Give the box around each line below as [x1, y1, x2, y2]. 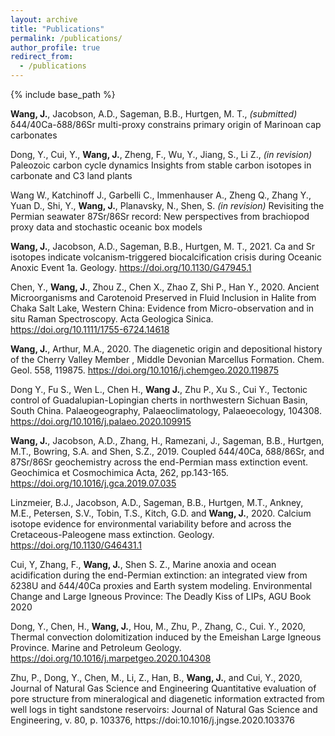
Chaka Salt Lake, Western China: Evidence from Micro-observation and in [10, 302, 315, 314]
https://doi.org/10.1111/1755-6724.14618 [10, 324, 170, 335]
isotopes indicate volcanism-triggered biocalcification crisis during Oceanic [10, 251, 322, 263]
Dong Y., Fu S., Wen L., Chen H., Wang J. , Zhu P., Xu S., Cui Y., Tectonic [10, 384, 308, 395]
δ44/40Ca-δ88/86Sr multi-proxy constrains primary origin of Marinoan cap [10, 119, 322, 130]
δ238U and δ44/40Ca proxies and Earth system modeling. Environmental [10, 580, 313, 591]
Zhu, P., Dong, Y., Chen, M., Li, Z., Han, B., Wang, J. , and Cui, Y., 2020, [10, 672, 303, 683]
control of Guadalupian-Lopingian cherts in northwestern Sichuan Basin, [10, 394, 308, 406]
